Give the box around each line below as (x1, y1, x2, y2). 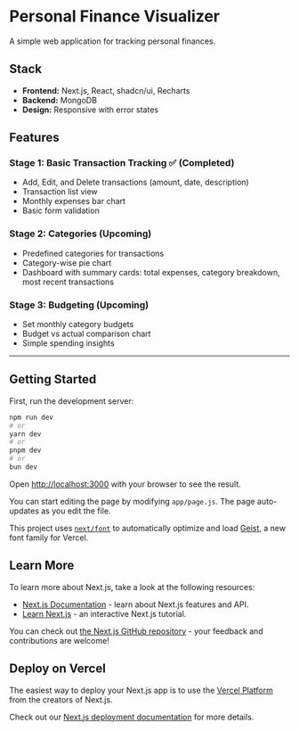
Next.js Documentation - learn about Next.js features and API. (21, 599, 249, 610)
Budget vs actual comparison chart (21, 328, 151, 340)
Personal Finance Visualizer (9, 6, 221, 27)
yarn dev (9, 430, 42, 439)
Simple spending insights (21, 338, 115, 349)
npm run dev (9, 413, 53, 422)
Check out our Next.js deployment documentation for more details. (9, 711, 255, 722)
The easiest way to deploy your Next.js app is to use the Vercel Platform (9, 685, 274, 695)
